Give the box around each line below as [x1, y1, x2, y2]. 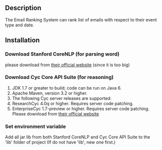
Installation [5, 36, 40, 44]
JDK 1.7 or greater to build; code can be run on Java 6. [12, 85, 122, 91]
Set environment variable [5, 123, 66, 130]
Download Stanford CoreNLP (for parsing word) [5, 51, 120, 57]
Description [5, 4, 41, 12]
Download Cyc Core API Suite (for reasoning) [5, 74, 114, 81]
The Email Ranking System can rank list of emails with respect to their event [5, 17, 157, 22]
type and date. [5, 22, 35, 28]
